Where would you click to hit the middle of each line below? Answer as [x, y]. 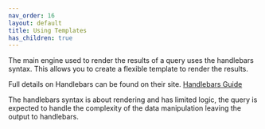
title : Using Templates [48, 30]
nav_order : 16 [32, 16]
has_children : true [41, 38]
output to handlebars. [44, 117]
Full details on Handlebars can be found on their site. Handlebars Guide [125, 84]
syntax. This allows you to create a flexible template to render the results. [129, 69]
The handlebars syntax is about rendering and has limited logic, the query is [133, 100]
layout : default [35, 23]
